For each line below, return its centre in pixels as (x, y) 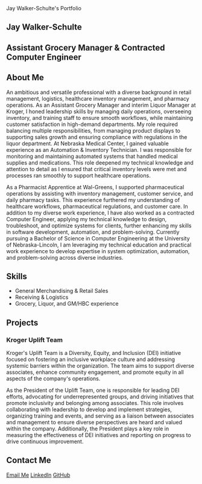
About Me (25, 77)
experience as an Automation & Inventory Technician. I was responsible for (99, 149)
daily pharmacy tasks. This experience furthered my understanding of (93, 200)
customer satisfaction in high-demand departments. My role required (92, 124)
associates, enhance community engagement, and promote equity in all (95, 372)
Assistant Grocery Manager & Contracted (86, 47)
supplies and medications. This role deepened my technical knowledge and (100, 162)
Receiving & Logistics (42, 297)
